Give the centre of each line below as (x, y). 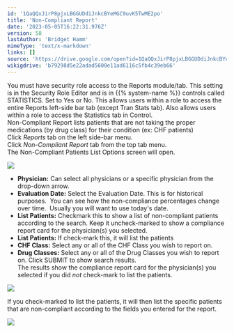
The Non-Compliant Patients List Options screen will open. (91, 152)
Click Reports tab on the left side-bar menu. (70, 137)
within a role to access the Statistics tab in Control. (80, 115)
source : (18, 59)
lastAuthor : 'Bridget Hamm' (48, 40)
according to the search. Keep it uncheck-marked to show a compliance (121, 223)
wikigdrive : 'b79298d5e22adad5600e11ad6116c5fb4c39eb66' (92, 65)
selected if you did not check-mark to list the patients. (95, 274)
